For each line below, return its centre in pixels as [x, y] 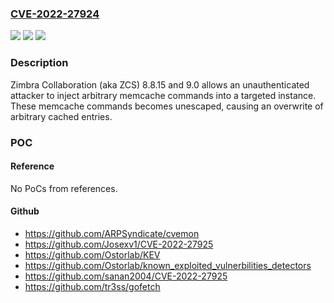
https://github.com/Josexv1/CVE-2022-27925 [119, 244]
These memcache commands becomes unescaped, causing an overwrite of [167, 106]
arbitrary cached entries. [61, 116]
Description [39, 63]
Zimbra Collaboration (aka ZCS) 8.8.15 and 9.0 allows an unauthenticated [160, 84]
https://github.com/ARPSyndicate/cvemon [112, 233]
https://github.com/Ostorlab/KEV [92, 254]
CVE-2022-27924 [55, 14]
